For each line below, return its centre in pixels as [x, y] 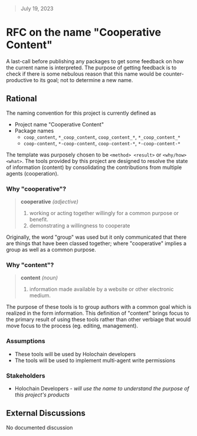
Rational [22, 99]
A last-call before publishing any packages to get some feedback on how [95, 61]
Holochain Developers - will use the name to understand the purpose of [102, 388]
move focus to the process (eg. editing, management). [72, 326]
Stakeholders [26, 376]
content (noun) [39, 278]
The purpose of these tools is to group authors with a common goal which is [99, 307]
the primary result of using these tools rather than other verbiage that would [98, 320]
